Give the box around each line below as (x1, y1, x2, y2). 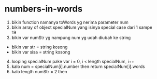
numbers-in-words (4, 3, 83, 14)
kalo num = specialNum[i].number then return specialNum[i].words (11, 64, 145, 69)
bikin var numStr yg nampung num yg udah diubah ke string (11, 35, 131, 40)
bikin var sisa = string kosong (11, 49, 71, 55)
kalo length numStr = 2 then (11, 68, 67, 74)
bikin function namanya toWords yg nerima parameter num (11, 19, 128, 25)
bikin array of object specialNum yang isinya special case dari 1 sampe (11, 24, 153, 30)
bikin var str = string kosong (11, 44, 68, 50)
